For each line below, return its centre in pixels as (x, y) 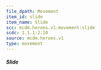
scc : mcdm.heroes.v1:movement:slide (50, 27)
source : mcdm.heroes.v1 (35, 38)
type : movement (25, 44)
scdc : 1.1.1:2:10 (27, 33)
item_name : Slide (27, 22)
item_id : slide (25, 17)
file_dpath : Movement (32, 11)
